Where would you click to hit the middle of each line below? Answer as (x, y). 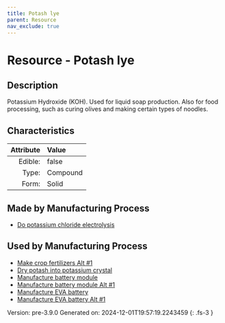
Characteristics (41, 131)
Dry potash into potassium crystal (65, 270)
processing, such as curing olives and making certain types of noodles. (108, 109)
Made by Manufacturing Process (78, 208)
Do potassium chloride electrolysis (66, 225)
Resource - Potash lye (71, 60)
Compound (65, 173)
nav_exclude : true (33, 26)
